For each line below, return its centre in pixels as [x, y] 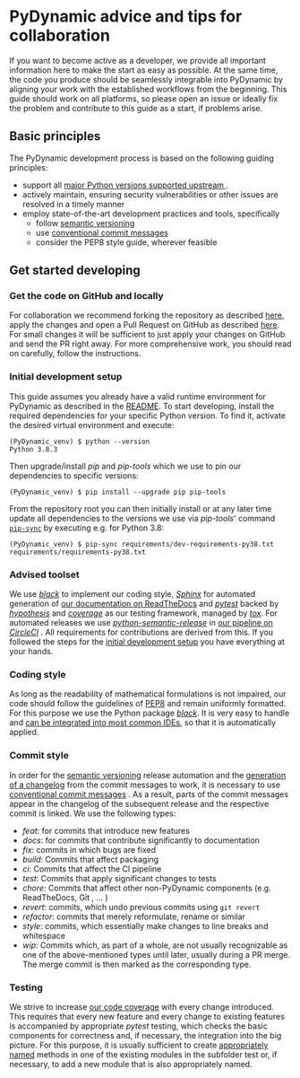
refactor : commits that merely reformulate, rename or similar [134, 916]
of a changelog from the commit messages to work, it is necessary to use [145, 784]
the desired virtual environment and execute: [92, 425]
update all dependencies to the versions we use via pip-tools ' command [142, 518]
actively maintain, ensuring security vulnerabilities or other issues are [150, 194]
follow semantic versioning [85, 223]
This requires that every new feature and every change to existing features [147, 1016]
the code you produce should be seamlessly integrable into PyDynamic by [146, 79]
